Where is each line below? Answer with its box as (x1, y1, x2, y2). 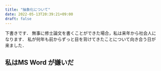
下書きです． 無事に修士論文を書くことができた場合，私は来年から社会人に (5, 30, 157, 36)
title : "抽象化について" (5, 7, 50, 12)
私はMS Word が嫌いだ (5, 58, 74, 67)
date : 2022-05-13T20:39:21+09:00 (5, 12, 73, 17)
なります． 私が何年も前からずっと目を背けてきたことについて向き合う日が (5, 36, 156, 42)
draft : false (5, 16, 32, 21)
